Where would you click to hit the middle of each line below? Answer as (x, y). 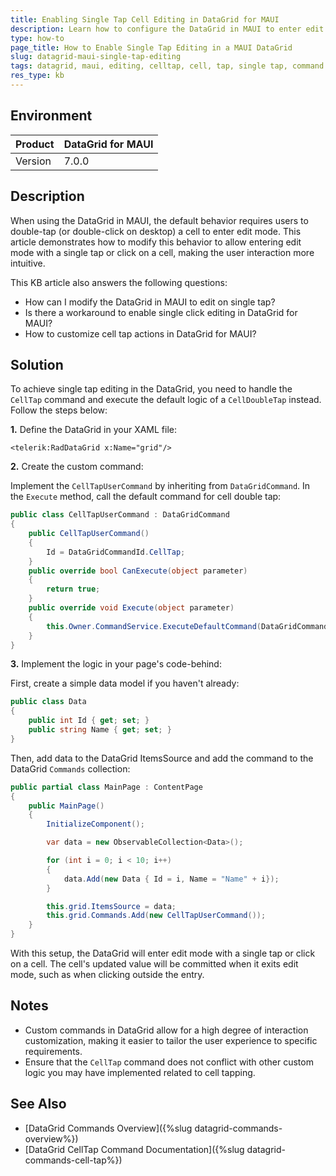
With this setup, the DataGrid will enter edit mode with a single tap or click (163, 953)
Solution (37, 364)
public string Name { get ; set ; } (100, 730)
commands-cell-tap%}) (73, 1160)
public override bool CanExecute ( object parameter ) (138, 571)
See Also (38, 1104)
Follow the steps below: (59, 410)
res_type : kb (37, 76)
